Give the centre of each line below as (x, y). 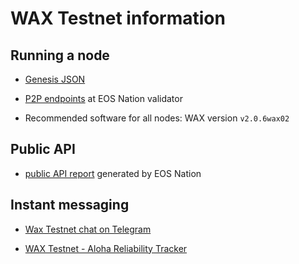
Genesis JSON (55, 79)
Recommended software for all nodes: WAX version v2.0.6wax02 (157, 118)
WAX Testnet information (118, 18)
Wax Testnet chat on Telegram (88, 229)
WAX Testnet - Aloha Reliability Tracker (106, 248)
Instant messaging (70, 205)
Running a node (60, 55)
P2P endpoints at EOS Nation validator (103, 98)
